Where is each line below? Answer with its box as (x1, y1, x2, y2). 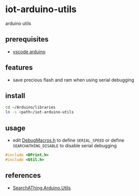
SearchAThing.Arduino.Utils (12, 184, 71, 191)
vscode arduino (12, 48, 46, 54)
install (5, 91, 25, 100)
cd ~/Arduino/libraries (5, 105, 56, 110)
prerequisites (5, 35, 49, 44)
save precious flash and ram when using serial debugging (12, 77, 134, 83)
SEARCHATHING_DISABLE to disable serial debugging (12, 142, 117, 148)
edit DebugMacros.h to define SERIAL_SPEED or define (12, 137, 125, 143)
